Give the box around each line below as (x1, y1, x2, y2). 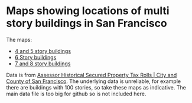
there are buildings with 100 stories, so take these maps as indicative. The (6, 84, 186, 91)
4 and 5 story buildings (14, 47, 71, 54)
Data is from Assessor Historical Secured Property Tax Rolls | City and (6, 71, 177, 78)
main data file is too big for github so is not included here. (6, 90, 147, 97)
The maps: (6, 36, 32, 43)
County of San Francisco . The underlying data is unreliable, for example (6, 78, 181, 85)
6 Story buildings (14, 54, 57, 61)
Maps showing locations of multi (6, 4, 170, 18)
